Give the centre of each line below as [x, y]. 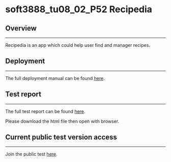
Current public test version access [61, 137]
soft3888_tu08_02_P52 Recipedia [79, 9]
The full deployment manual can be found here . [55, 78]
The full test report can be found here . [45, 111]
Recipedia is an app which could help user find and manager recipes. [78, 45]
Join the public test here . [31, 154]
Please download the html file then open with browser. [62, 121]
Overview [21, 28]
